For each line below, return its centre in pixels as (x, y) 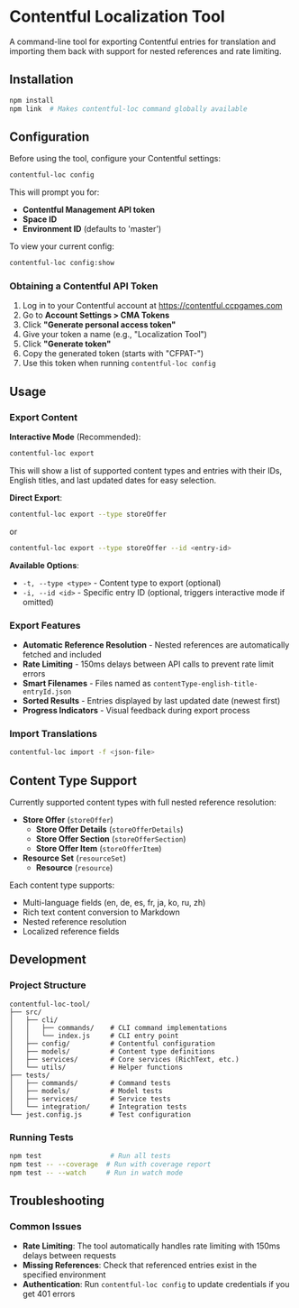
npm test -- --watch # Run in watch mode (96, 1173)
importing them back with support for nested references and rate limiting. (145, 51)
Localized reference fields (71, 931)
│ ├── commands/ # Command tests (90, 1083)
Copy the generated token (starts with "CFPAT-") (113, 354)
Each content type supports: (62, 885)
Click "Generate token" (67, 344)
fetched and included (62, 654)
